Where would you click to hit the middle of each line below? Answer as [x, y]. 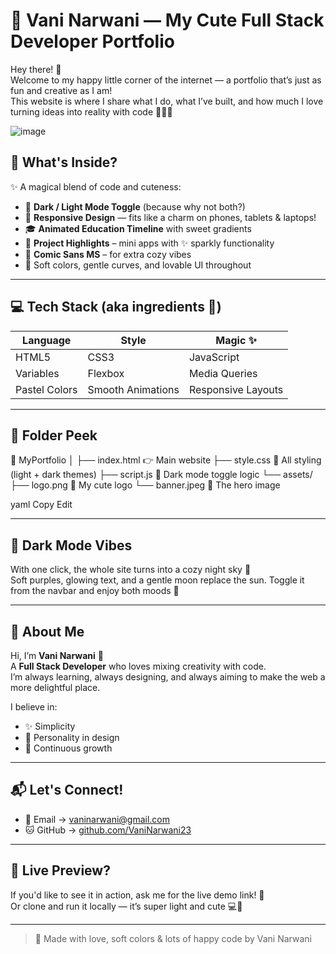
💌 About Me [47, 631]
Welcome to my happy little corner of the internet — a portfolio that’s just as [166, 80]
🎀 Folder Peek [54, 435]
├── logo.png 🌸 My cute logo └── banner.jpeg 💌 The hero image [145, 485]
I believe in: [34, 707]
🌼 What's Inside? [64, 162]
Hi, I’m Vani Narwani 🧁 [57, 655]
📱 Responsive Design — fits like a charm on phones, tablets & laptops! [170, 217]
